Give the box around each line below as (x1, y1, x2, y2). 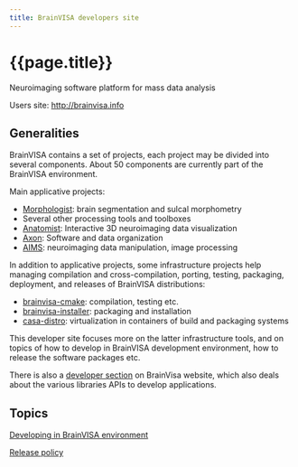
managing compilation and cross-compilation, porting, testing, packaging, (9, 269, 284, 280)
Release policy (9, 447, 64, 458)
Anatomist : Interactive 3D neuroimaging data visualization (22, 223, 237, 234)
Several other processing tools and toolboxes (22, 213, 191, 224)
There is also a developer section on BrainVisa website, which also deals (9, 369, 280, 380)
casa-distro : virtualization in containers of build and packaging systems (22, 315, 289, 326)
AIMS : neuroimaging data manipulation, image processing (22, 242, 238, 253)
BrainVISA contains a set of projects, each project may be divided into (9, 150, 269, 161)
